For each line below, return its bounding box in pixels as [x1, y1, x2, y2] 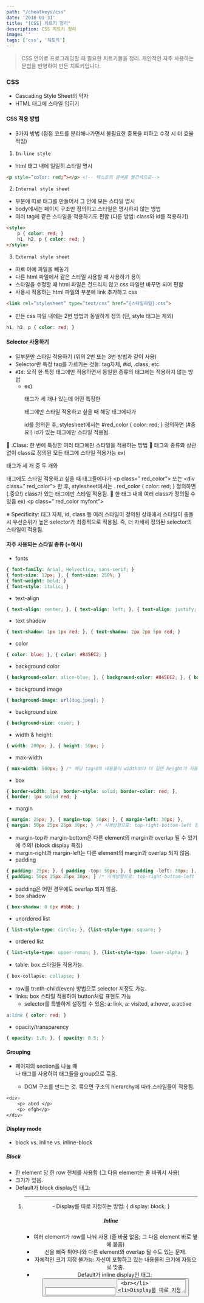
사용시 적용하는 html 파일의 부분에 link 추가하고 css [15, 288, 138, 296]
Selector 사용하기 [6, 338, 49, 345]
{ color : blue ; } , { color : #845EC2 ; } [6, 652, 107, 658]
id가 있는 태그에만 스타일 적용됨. [34, 428, 110, 435]
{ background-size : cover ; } [6, 720, 80, 726]
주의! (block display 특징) [21, 842, 83, 849]
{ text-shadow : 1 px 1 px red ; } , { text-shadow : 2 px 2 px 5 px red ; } [6, 629, 181, 635]
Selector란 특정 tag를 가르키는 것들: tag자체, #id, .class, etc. [15, 360, 161, 368]
